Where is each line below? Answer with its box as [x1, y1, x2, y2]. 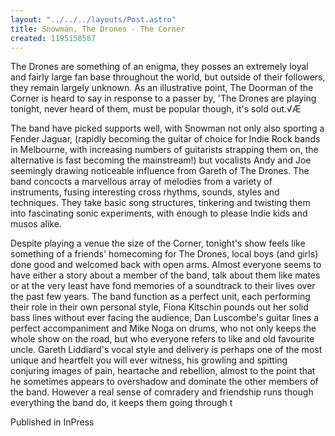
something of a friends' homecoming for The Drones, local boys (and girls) [10, 248, 319, 260]
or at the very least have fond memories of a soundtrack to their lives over [10, 280, 316, 292]
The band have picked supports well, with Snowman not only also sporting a [10, 122, 325, 135]
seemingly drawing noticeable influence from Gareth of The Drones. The [10, 165, 310, 177]
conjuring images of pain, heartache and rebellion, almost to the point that [10, 365, 316, 377]
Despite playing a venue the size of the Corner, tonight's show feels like [10, 237, 306, 250]
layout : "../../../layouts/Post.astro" [10, 14, 177, 25]
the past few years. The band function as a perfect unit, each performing [10, 291, 311, 303]
